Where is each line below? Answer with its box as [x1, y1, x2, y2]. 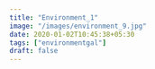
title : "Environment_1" [9, 13, 99, 22]
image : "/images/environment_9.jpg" [9, 22, 147, 30]
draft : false [9, 47, 59, 56]
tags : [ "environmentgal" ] [9, 38, 106, 47]
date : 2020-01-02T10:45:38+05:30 [9, 30, 135, 39]
